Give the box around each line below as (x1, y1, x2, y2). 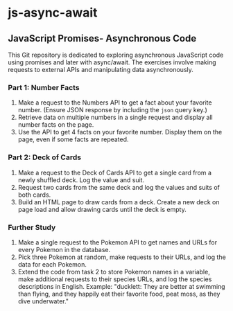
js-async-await (8, 5, 98, 21)
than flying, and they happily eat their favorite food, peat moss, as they (17, 290, 221, 298)
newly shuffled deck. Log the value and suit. (17, 175, 145, 184)
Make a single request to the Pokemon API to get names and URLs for (17, 238, 218, 247)
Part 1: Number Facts (8, 82, 80, 92)
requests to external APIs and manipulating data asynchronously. (8, 66, 193, 73)
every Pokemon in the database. (17, 245, 111, 254)
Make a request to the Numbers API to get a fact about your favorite (17, 98, 212, 107)
